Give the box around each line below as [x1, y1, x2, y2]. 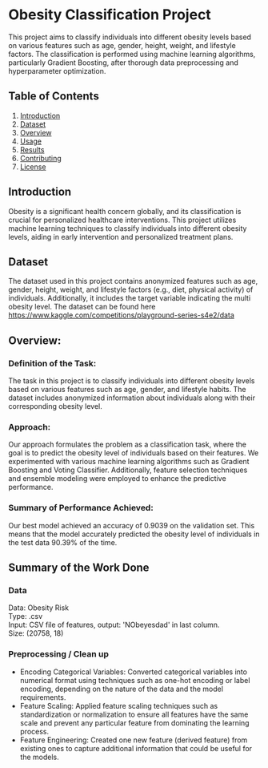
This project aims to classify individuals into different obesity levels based [8, 32, 252, 42]
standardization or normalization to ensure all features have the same [19, 709, 249, 719]
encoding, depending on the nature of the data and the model [19, 684, 224, 693]
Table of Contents [8, 90, 100, 103]
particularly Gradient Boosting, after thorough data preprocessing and [8, 58, 238, 67]
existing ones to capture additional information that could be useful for [19, 743, 253, 753]
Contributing [19, 153, 62, 163]
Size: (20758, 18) [8, 629, 64, 638]
